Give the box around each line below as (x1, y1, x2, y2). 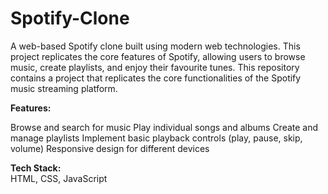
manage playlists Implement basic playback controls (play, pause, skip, (10, 132, 303, 144)
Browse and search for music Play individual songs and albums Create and (10, 121, 319, 133)
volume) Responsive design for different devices (10, 142, 210, 154)
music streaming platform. (10, 82, 118, 94)
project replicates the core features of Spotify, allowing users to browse (10, 50, 306, 62)
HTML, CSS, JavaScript (10, 172, 108, 184)
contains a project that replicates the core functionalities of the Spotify (10, 72, 302, 84)
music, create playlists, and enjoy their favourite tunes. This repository (10, 61, 300, 73)
